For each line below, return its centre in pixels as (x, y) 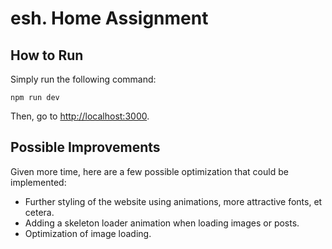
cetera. (39, 212)
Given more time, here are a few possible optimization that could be (149, 171)
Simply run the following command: (83, 79)
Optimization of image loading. (88, 233)
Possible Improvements (85, 147)
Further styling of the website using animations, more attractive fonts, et (173, 201)
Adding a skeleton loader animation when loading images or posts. (162, 223)
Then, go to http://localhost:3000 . (80, 116)
